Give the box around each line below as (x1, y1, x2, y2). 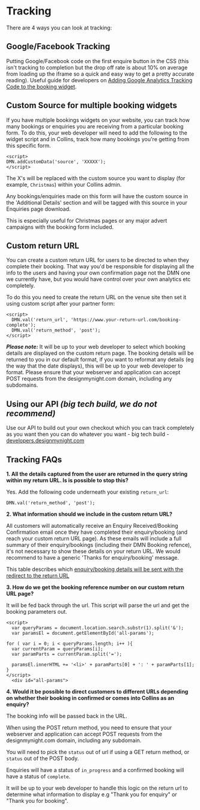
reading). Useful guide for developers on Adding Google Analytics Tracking (6, 76, 193, 83)
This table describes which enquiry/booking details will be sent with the (6, 566, 184, 573)
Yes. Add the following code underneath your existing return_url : (6, 488, 169, 495)
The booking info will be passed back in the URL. (6, 713, 127, 719)
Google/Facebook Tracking (6, 41, 111, 52)
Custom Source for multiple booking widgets (6, 100, 177, 110)
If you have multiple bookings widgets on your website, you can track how (6, 116, 190, 124)
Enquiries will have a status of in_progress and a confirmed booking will (6, 767, 184, 773)
